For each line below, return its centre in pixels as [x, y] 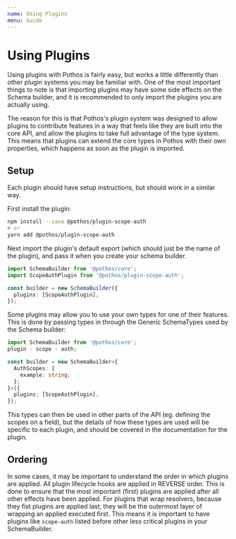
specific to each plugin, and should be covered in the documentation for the [117, 430]
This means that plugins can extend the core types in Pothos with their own [117, 141]
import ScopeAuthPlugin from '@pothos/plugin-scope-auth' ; [96, 275]
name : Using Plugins [38, 14]
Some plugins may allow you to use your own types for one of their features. [118, 315]
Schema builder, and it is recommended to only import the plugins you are [114, 97]
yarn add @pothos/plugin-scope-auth [61, 235]
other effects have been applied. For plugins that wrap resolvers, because [114, 499]
